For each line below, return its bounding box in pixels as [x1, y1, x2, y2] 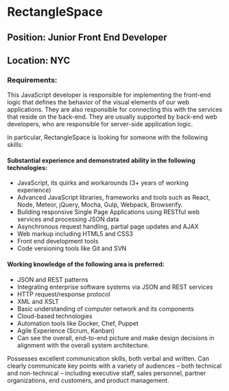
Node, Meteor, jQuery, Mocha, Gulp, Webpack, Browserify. [16, 200, 183, 209]
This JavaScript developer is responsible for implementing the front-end [7, 91, 211, 99]
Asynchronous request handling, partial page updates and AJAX [16, 222, 199, 230]
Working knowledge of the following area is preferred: [7, 260, 165, 268]
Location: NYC [7, 54, 71, 66]
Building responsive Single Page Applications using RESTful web [16, 208, 200, 216]
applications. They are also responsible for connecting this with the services [7, 106, 223, 114]
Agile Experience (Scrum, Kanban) [16, 327, 115, 335]
